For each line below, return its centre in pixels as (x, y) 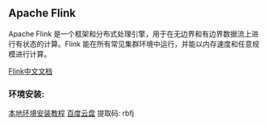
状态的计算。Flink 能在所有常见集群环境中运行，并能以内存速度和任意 (137, 44)
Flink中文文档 (31, 71)
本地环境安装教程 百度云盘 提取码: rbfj (71, 113)
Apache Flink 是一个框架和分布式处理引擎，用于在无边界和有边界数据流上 (130, 34)
